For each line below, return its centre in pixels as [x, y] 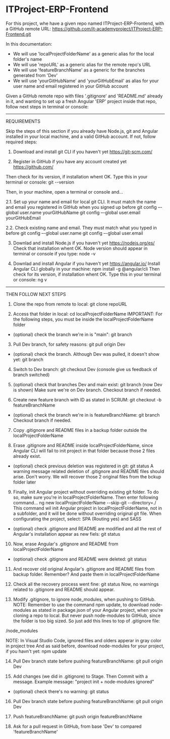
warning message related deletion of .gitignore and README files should [89, 471]
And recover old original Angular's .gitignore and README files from [84, 569]
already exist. [27, 456]
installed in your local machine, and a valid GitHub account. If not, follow [81, 136]
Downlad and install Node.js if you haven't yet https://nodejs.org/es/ [84, 243]
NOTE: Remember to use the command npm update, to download [81, 605]
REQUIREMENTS [23, 121]
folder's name [27, 59]
